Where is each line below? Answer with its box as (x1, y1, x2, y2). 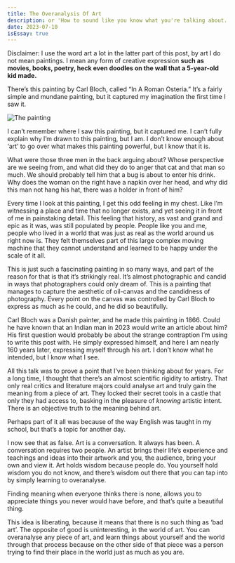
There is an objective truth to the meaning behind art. (7, 404, 161, 413)
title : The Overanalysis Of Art (7, 10, 102, 18)
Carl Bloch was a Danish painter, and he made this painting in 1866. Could (7, 316, 221, 324)
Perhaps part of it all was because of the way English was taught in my (7, 418, 212, 426)
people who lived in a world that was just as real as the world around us (7, 229, 215, 237)
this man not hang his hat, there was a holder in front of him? (7, 185, 183, 194)
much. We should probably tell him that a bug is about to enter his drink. (7, 171, 215, 179)
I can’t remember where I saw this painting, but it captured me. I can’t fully (7, 127, 222, 135)
